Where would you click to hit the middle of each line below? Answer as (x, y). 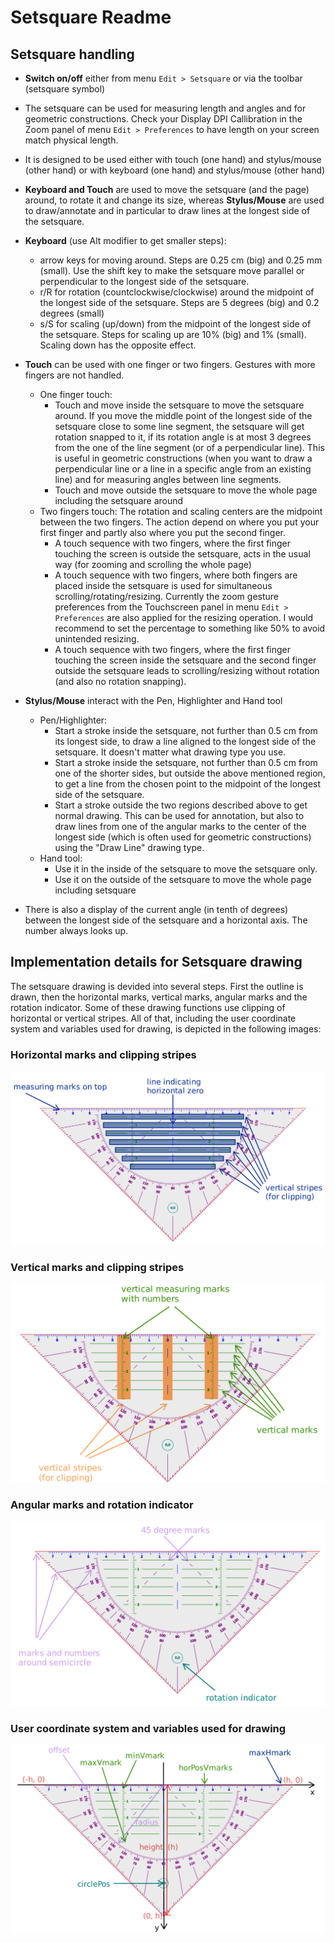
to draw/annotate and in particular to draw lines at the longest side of (167, 210)
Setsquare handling (72, 54)
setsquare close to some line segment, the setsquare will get (179, 426)
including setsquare (95, 890)
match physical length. (71, 140)
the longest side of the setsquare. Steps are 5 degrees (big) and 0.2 (179, 302)
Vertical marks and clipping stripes (97, 1268)
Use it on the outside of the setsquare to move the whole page (183, 879)
